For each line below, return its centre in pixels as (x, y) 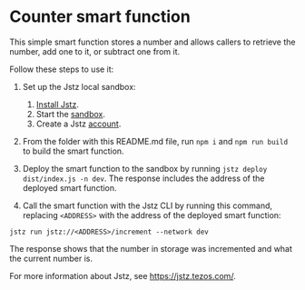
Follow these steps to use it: (62, 69)
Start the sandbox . (71, 114)
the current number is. (51, 258)
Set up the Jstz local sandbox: (79, 86)
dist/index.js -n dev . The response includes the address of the (143, 178)
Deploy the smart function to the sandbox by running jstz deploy (145, 168)
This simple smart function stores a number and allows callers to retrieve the (152, 42)
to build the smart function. (73, 151)
